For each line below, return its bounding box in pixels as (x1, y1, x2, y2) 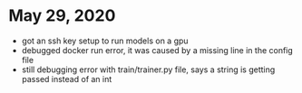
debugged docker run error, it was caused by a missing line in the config (21, 44, 294, 55)
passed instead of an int (21, 73, 112, 84)
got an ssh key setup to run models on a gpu (21, 35, 189, 46)
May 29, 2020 (8, 5, 116, 26)
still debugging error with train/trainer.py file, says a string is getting (21, 64, 276, 75)
